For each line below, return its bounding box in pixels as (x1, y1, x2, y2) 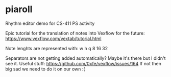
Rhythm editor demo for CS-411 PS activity (5, 20, 95, 26)
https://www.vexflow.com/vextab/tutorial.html (5, 35, 102, 42)
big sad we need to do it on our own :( (5, 66, 85, 72)
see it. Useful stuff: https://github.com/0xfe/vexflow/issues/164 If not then (5, 60, 162, 66)
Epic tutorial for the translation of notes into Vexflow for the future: (5, 30, 145, 36)
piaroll (5, 4, 33, 15)
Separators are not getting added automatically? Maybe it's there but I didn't (5, 55, 166, 61)
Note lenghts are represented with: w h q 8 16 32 (5, 45, 108, 51)
